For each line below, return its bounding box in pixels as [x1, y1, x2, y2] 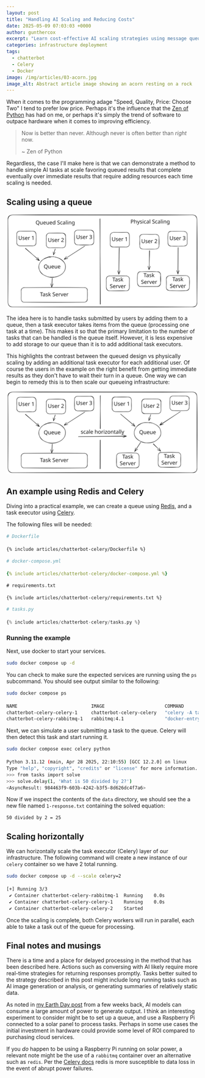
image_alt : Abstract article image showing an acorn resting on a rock [6, 81, 192, 87]
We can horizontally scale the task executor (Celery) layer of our [6, 848, 169, 855]
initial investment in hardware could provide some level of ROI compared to [6, 1027, 195, 1035]
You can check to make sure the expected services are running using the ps [6, 671, 197, 678]
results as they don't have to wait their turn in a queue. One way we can [6, 371, 187, 379]
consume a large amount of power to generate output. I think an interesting [6, 1008, 195, 1015]
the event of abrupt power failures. [6, 1065, 93, 1072]
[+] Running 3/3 [6, 886, 48, 892]
